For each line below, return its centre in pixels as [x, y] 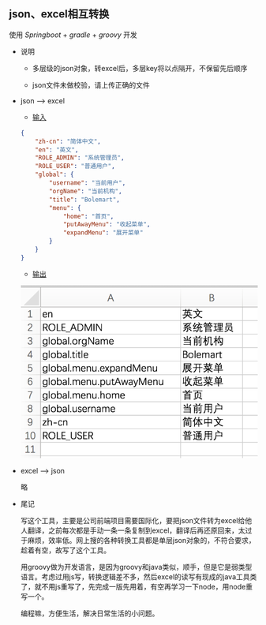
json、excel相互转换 [59, 14]
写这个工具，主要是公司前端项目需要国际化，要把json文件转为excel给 [133, 521]
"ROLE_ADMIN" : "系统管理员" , [80, 158]
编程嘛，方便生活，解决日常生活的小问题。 [90, 613]
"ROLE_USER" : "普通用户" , [75, 167]
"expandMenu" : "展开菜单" [103, 233]
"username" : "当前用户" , [88, 183]
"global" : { [54, 175]
